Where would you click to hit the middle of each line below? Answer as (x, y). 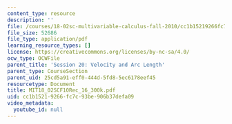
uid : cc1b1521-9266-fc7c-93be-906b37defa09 (71, 97)
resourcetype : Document (41, 84)
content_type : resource (41, 13)
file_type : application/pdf (48, 39)
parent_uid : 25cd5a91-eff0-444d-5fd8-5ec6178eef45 (81, 77)
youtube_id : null (38, 110)
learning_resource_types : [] (49, 45)
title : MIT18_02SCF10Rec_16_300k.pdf (61, 90)
